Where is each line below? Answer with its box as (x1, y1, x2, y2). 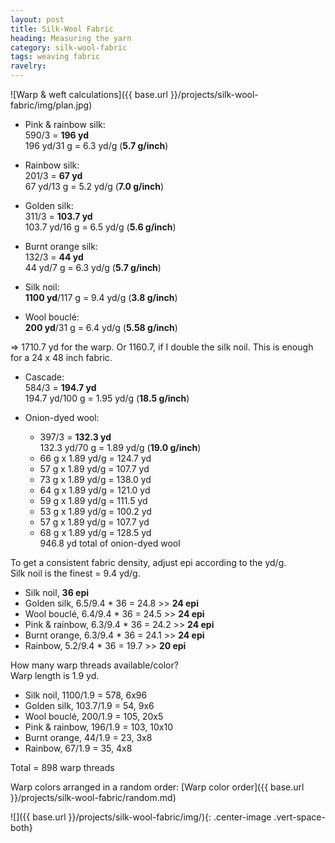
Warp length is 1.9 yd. (10, 670, 100, 681)
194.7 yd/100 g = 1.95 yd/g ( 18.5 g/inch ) (24, 392, 190, 404)
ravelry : (10, 61, 47, 71)
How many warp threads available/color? (10, 659, 179, 671)
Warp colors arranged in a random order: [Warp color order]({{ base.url (10, 781, 305, 793)
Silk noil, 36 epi (24, 587, 90, 598)
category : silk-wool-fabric (10, 42, 128, 53)
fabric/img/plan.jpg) (10, 99, 93, 111)
